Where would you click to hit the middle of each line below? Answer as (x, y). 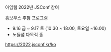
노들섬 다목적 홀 (28, 34)
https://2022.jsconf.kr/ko (31, 44)
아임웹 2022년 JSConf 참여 (32, 7)
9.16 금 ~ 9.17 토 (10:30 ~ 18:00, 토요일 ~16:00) (59, 28)
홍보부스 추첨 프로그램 (27, 18)
